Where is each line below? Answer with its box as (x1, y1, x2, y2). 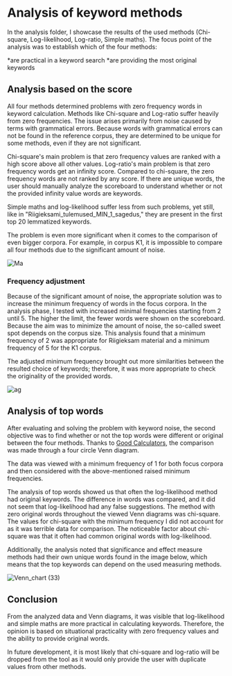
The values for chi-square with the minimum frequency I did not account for (7, 517, 224, 525)
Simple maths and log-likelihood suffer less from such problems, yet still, (7, 203, 215, 211)
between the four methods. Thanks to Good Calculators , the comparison (7, 439, 214, 447)
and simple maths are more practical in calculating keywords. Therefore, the (7, 619, 224, 627)
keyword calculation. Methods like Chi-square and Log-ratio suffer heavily (7, 109, 220, 117)
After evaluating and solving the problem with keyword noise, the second (7, 423, 216, 432)
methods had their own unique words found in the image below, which (7, 552, 208, 561)
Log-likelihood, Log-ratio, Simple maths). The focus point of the (30, 35, 213, 43)
